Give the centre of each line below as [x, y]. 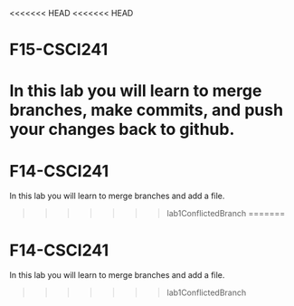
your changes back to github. [122, 129]
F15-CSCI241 [59, 50]
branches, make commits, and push [146, 110]
